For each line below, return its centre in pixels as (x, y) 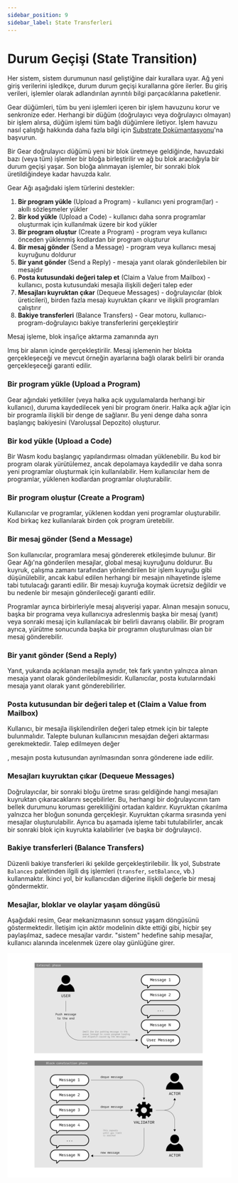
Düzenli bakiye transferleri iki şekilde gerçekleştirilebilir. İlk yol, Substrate (114, 863)
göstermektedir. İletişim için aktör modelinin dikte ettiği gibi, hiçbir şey (109, 928)
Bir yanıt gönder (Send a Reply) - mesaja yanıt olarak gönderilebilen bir (122, 262)
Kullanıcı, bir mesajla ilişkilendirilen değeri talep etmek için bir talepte (108, 729)
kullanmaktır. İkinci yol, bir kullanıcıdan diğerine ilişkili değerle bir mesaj (112, 878)
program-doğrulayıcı (48, 323)
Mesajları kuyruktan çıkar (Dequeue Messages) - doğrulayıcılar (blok (120, 293)
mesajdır (31, 270)
